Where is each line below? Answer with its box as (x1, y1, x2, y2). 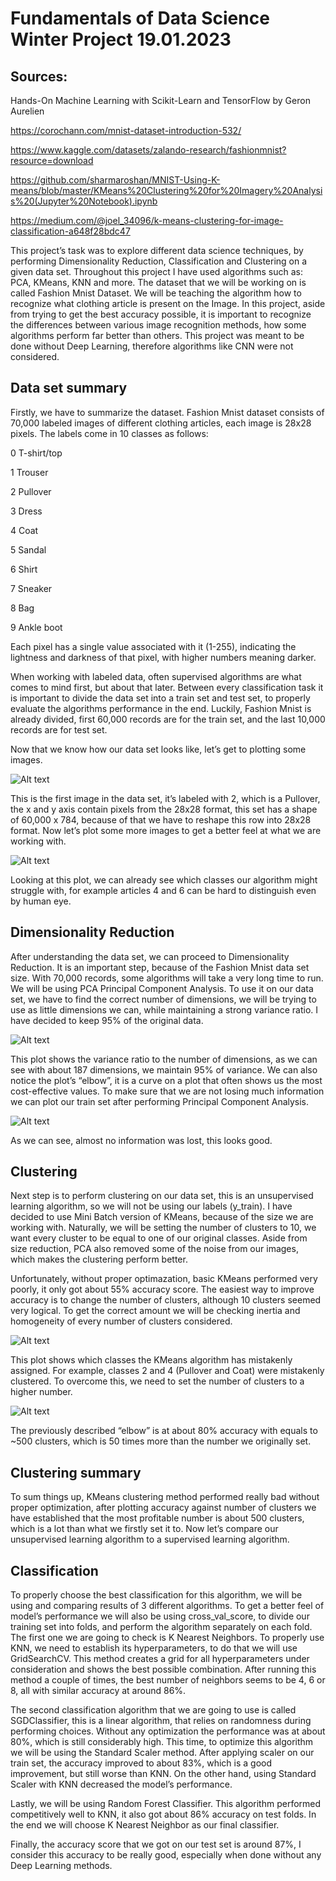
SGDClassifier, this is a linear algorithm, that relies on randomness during (10, 1715, 312, 1727)
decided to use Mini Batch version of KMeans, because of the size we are (10, 1211, 314, 1223)
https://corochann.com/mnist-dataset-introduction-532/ (10, 125, 242, 136)
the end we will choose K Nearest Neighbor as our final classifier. (10, 1819, 280, 1831)
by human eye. (10, 895, 72, 907)
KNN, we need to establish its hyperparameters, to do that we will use (10, 1642, 298, 1654)
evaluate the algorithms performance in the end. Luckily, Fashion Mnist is (10, 702, 312, 714)
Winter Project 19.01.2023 (10, 28, 232, 51)
